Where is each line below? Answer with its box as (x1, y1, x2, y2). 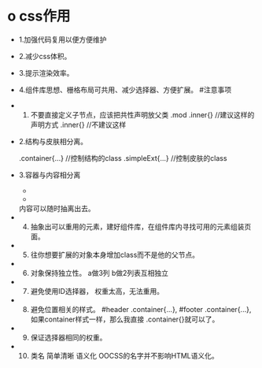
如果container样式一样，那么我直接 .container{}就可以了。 (30, 314, 220, 324)
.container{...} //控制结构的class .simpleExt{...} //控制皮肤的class (18, 153, 227, 162)
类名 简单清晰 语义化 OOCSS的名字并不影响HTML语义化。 (30, 351, 220, 360)
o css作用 (7, 7, 71, 25)
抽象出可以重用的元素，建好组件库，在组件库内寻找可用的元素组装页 (30, 221, 252, 231)
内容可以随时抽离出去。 (18, 203, 95, 213)
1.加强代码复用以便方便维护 (18, 35, 107, 44)
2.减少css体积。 (18, 51, 72, 61)
